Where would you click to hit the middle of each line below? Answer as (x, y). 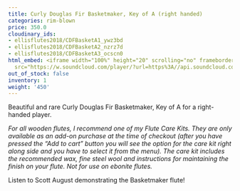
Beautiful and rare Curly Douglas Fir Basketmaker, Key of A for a (102, 107)
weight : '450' (29, 87)
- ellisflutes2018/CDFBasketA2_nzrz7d (66, 47)
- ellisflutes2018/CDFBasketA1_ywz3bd (66, 41)
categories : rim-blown (42, 21)
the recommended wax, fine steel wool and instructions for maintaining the (118, 159)
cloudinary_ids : (32, 34)
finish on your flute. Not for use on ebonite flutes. (80, 166)
